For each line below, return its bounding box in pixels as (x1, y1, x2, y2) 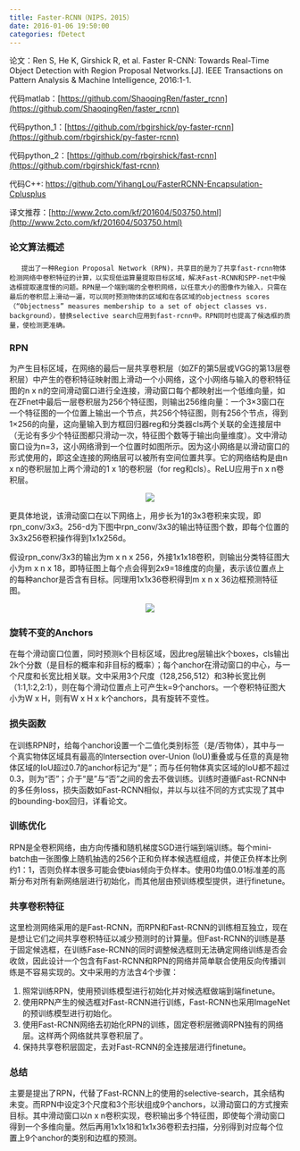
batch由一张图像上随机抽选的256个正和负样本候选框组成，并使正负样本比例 (9, 853, 287, 863)
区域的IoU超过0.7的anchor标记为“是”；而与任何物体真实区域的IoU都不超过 (16, 761, 290, 773)
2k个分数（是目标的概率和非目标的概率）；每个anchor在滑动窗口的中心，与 (9, 660, 283, 670)
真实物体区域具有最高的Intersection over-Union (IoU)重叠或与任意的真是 (16, 751, 281, 761)
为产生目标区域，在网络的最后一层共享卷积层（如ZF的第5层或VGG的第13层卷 (9, 363, 291, 374)
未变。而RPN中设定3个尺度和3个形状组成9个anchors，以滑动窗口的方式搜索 (9, 1099, 288, 1110)
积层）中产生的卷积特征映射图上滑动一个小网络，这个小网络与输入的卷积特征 (9, 374, 291, 384)
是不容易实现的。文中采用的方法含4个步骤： (16, 967, 179, 978)
